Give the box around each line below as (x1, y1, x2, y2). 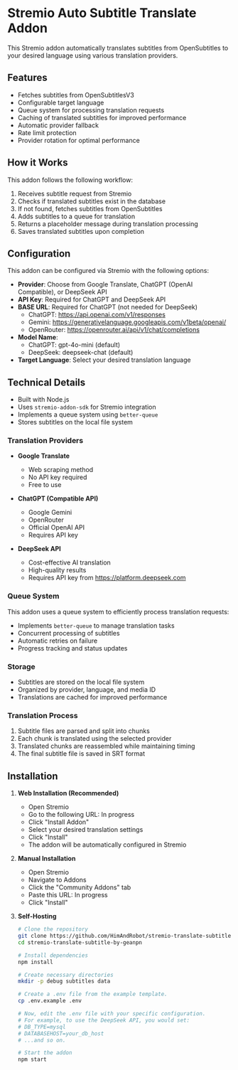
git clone (17, 933, 48, 940)
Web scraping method (28, 466, 94, 474)
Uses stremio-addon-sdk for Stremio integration (17, 403, 156, 412)
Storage (7, 661, 36, 671)
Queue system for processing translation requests (17, 105, 165, 114)
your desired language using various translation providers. (7, 51, 178, 60)
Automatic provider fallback (17, 121, 99, 129)
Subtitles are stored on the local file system (17, 678, 145, 687)
